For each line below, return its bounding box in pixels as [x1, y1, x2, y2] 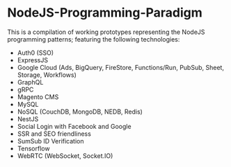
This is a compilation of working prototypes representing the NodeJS [7, 28, 205, 36]
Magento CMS [17, 92, 59, 101]
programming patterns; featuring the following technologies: [7, 35, 180, 43]
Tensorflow [17, 144, 50, 152]
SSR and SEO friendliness [17, 130, 92, 138]
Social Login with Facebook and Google [17, 122, 132, 130]
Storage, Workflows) [17, 71, 77, 79]
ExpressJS [17, 55, 49, 64]
